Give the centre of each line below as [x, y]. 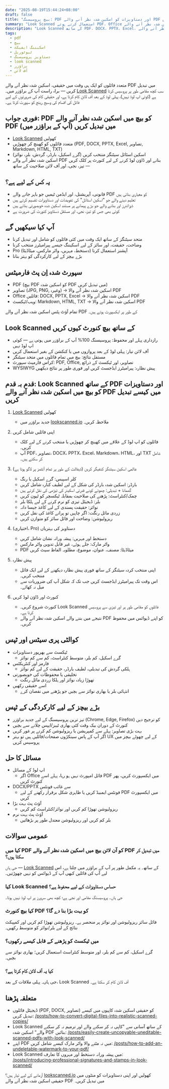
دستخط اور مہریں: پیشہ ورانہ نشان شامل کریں [63, 538]
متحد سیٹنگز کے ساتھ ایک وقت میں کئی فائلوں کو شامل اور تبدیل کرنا [77, 239]
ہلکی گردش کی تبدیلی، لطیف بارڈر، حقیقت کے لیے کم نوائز [75, 669]
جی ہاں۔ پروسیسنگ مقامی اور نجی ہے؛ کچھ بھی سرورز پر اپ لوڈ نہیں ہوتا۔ [64, 898]
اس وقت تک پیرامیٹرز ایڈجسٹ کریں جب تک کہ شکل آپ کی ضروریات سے [89, 581]
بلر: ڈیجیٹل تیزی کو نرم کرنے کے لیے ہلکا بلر [60, 501]
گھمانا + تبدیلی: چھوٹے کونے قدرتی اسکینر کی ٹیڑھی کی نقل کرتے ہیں [76, 490]
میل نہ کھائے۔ [32, 587]
